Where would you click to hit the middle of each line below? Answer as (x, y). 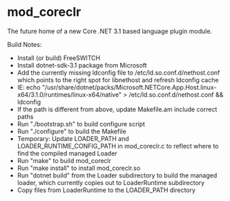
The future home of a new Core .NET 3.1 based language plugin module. (110, 31)
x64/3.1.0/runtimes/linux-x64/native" (69, 95)
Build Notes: (25, 44)
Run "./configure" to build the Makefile (71, 131)
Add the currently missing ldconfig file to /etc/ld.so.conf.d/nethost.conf (118, 73)
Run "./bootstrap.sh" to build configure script (81, 124)
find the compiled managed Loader (67, 153)
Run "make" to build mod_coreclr (64, 160)
